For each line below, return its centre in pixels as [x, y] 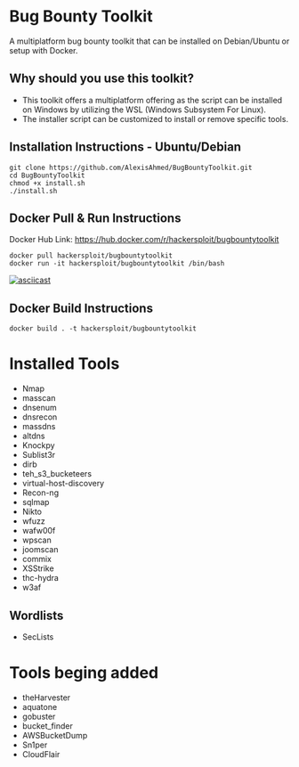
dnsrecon [40, 417]
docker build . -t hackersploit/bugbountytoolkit [103, 329]
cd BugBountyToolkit [48, 175]
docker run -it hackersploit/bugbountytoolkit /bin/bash [117, 264]
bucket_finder [47, 726]
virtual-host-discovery [63, 484]
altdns [33, 436]
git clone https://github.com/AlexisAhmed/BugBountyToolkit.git [131, 167]
